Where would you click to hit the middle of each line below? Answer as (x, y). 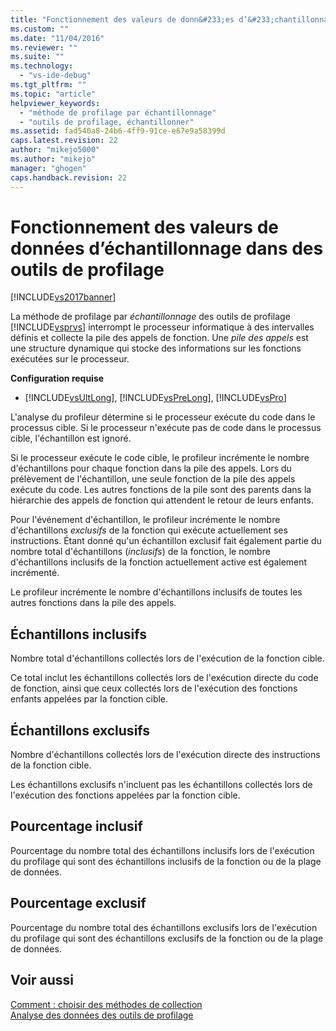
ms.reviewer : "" (44, 47)
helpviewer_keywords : (55, 103)
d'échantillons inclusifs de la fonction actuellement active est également (159, 562)
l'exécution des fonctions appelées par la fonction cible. (125, 795)
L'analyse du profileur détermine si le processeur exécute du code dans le (163, 417)
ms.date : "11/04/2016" (57, 38)
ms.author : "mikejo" (53, 159)
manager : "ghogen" (48, 168)
